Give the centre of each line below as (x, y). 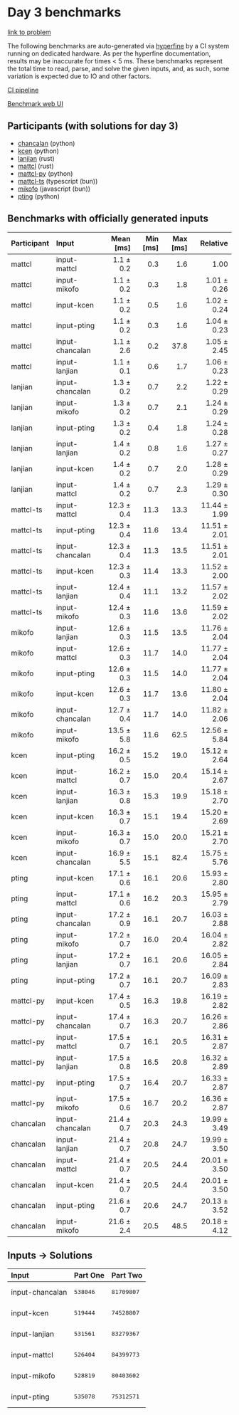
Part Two (127, 1275)
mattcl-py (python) (45, 173)
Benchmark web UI (36, 103)
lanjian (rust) (36, 158)
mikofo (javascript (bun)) (54, 189)
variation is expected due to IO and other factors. (79, 76)
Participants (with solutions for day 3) (93, 126)
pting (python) (39, 196)
